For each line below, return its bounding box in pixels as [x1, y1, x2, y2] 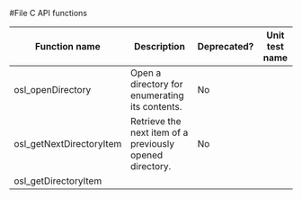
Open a [129, 67, 162, 79]
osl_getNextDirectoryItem [13, 138, 122, 149]
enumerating [129, 89, 184, 102]
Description [133, 41, 186, 52]
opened [129, 149, 164, 161]
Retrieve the [129, 115, 182, 127]
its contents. [129, 101, 182, 113]
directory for [129, 78, 183, 90]
